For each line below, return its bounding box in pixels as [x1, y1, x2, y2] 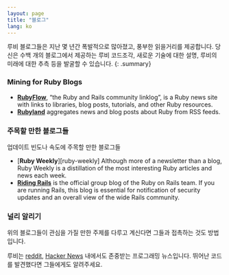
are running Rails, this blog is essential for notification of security [16, 186, 201, 194]
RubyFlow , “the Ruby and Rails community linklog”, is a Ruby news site [16, 93, 218, 101]
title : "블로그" [7, 16, 49, 23]
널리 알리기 [7, 211, 42, 221]
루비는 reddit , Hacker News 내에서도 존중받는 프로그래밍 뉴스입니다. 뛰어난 [7, 252, 210, 260]
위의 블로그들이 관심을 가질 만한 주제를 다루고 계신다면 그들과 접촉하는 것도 [7, 228, 207, 237]
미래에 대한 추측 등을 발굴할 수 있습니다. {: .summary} [7, 60, 152, 68]
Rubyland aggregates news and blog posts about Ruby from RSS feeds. [16, 107, 221, 115]
